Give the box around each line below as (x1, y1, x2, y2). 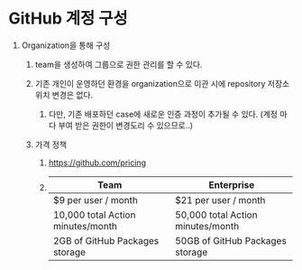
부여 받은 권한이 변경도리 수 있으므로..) (58, 119, 194, 131)
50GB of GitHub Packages (174, 234, 288, 247)
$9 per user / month (52, 193, 139, 206)
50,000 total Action (174, 209, 258, 221)
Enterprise (208, 178, 255, 191)
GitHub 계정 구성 (8, 8, 128, 29)
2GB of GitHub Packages (52, 234, 160, 247)
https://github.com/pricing (48, 157, 146, 168)
